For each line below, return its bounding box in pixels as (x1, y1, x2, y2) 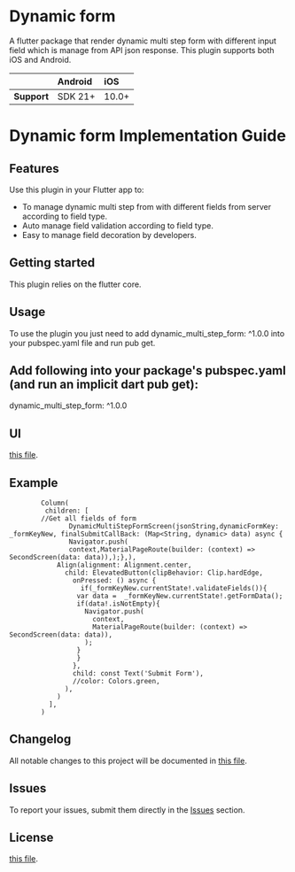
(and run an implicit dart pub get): (9, 376, 199, 391)
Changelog (9, 732, 72, 747)
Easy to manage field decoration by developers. (21, 229, 197, 240)
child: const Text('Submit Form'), (72, 669, 204, 678)
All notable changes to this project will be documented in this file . (9, 755, 248, 766)
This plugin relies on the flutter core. (9, 279, 142, 289)
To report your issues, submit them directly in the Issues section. (9, 804, 245, 815)
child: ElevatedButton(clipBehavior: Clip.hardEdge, (65, 568, 264, 577)
